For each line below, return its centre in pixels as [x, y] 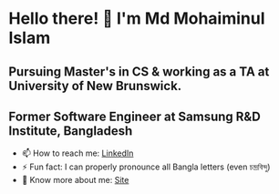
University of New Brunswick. [95, 86]
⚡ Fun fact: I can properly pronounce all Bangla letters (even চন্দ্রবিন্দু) [146, 167]
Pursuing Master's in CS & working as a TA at [139, 71]
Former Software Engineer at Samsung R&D [134, 116]
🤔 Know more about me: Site [75, 180]
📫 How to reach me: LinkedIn [77, 153]
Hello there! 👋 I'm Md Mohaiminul [137, 19]
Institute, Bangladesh [71, 131]
